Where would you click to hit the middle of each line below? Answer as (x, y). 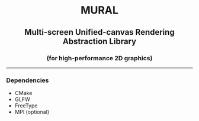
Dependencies (28, 80)
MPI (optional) (32, 112)
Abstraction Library (99, 41)
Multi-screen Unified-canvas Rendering (99, 32)
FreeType (26, 106)
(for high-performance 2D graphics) (99, 58)
